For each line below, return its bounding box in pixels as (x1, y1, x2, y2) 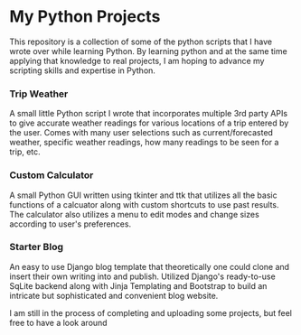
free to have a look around (9, 317, 108, 328)
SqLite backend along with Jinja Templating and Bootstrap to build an (9, 280, 268, 291)
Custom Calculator (9, 169, 94, 181)
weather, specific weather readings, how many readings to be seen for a (9, 137, 279, 148)
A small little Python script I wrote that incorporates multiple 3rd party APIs (9, 108, 287, 119)
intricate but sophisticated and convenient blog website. (9, 290, 219, 301)
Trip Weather (9, 88, 69, 100)
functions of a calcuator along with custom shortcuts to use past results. (9, 199, 279, 209)
